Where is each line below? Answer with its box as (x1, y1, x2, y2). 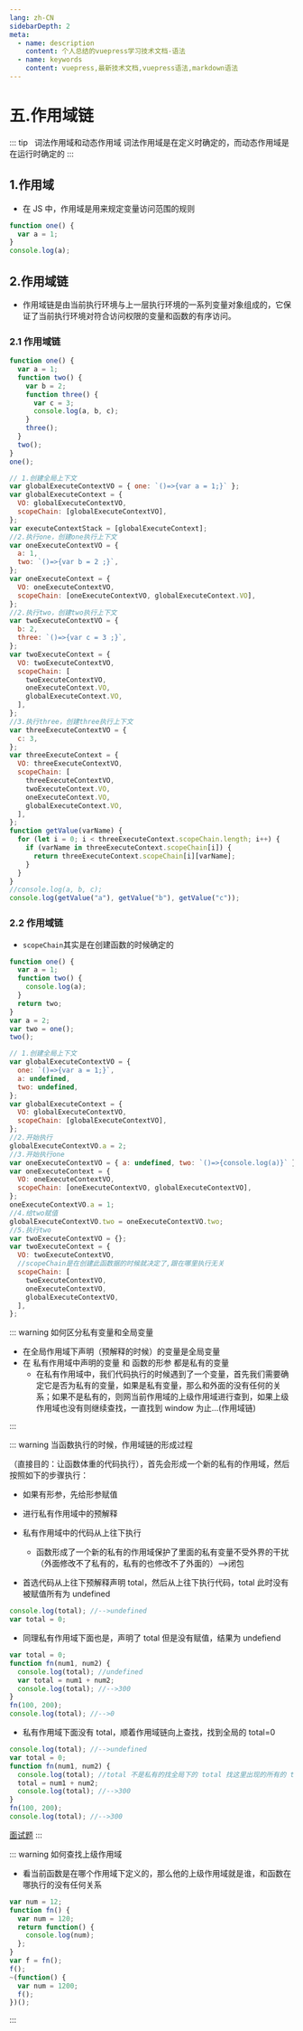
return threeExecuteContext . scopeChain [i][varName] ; (32, 851, 236, 860)
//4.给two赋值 (9, 1208, 59, 1218)
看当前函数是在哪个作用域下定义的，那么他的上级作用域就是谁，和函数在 (22, 1867, 291, 1878)
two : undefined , (17, 1082, 78, 1092)
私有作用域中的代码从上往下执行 (22, 1528, 142, 1538)
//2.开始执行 (9, 1133, 53, 1142)
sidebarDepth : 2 (9, 22, 70, 31)
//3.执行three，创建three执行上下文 (9, 717, 133, 726)
